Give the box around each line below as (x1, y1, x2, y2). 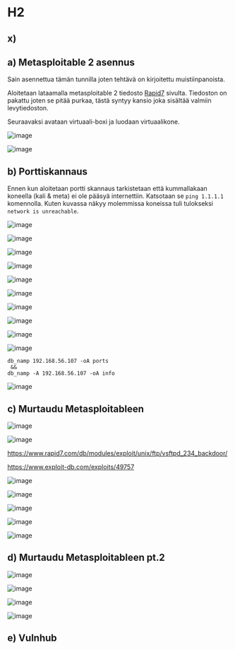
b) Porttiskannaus (7, 166, 88, 178)
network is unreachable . (7, 207, 79, 216)
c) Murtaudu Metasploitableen (7, 402, 145, 414)
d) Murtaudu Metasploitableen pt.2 (7, 552, 165, 564)
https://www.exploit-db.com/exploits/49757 (7, 463, 135, 471)
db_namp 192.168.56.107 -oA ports (7, 358, 109, 365)
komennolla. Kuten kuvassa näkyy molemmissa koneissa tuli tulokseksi (7, 199, 214, 208)
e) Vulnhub (7, 632, 58, 644)
